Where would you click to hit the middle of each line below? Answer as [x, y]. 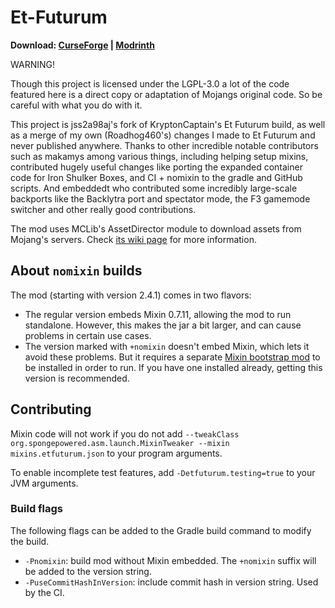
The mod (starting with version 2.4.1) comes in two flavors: [131, 295]
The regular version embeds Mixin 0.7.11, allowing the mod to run [158, 314]
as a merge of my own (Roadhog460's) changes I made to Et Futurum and [163, 135]
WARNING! [32, 64]
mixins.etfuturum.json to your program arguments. [116, 453]
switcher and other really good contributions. [103, 209]
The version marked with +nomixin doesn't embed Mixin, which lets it [167, 346]
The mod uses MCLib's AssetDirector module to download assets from [156, 228]
